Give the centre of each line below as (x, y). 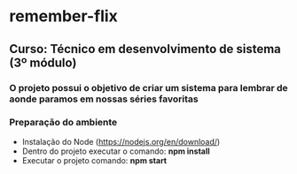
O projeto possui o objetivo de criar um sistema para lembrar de (148, 87)
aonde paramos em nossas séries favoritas (104, 99)
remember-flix (63, 16)
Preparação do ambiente (63, 123)
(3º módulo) (43, 62)
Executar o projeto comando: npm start (94, 160)
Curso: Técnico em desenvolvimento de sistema (145, 49)
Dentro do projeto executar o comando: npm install (116, 151)
